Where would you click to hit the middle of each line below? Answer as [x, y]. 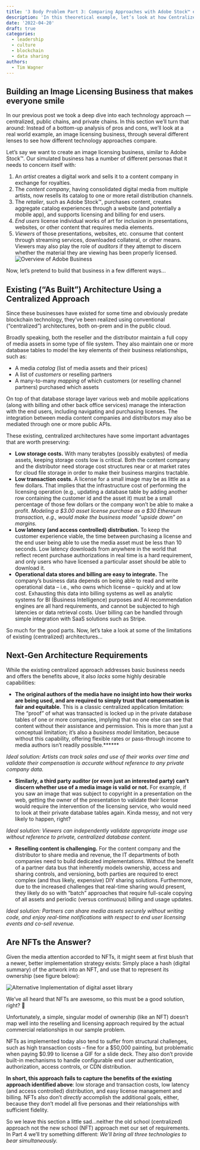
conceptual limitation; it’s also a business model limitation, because [97, 732]
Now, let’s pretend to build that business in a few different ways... [86, 271]
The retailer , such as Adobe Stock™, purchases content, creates [93, 202]
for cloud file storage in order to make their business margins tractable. [102, 472]
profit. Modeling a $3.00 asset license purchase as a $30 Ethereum [98, 511]
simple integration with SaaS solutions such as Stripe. [81, 619]
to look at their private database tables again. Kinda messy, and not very [103, 812]
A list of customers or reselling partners [63, 374]
